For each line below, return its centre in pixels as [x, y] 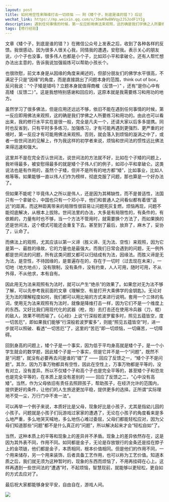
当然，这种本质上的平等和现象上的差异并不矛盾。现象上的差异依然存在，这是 [84, 436]
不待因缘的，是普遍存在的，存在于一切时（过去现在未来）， [97, 261]
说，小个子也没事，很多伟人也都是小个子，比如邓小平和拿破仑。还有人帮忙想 [84, 56]
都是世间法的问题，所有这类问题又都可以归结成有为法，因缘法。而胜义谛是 [82, 255]
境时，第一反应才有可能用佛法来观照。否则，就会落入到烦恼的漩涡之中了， [82, 135]
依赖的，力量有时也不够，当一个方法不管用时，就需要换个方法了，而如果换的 [84, 219]
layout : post [19, 10]
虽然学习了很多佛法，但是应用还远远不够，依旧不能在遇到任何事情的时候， [82, 109]
